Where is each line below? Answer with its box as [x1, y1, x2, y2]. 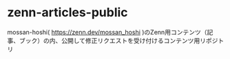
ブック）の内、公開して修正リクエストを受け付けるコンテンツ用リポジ [19, 36, 218, 45]
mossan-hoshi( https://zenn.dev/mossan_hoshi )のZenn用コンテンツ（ [7, 28, 207, 36]
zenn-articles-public [7, 5, 129, 20]
